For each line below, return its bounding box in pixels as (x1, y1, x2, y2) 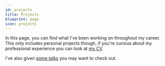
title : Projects (5, 12, 39, 17)
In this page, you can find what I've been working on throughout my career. (5, 35, 160, 41)
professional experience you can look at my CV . (5, 45, 103, 51)
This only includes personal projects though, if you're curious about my (5, 40, 152, 46)
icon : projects (5, 21, 37, 26)
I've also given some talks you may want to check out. (5, 55, 116, 61)
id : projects (5, 7, 32, 12)
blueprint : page (5, 16, 39, 21)
